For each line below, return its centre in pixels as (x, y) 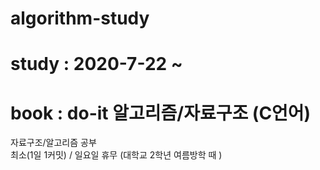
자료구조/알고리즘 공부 (53, 143)
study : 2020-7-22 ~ (96, 64)
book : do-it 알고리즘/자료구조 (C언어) (161, 113)
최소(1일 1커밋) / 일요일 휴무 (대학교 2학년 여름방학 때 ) (116, 155)
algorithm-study (80, 18)
